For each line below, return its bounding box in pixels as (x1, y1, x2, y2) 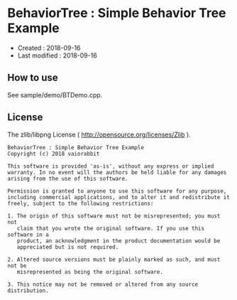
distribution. (7, 286, 50, 294)
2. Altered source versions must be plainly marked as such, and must (7, 256, 221, 263)
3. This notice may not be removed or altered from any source (7, 281, 199, 288)
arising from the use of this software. (7, 175, 129, 182)
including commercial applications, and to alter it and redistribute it (7, 193, 231, 200)
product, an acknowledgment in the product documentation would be (16, 237, 221, 245)
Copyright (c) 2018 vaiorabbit (7, 150, 100, 157)
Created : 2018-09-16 (17, 43, 81, 52)
